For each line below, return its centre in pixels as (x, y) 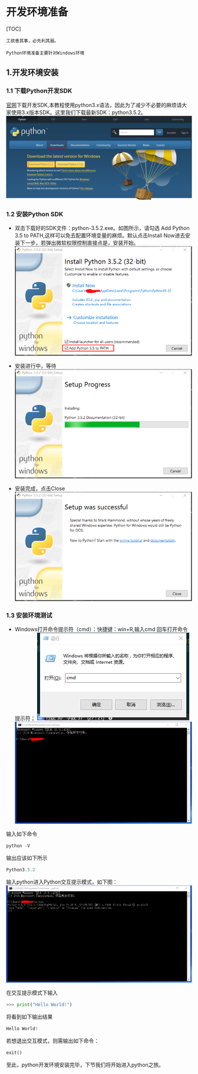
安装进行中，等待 (35, 366)
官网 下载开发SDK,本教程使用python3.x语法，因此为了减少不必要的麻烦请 (94, 105)
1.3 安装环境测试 (29, 615)
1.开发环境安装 (32, 72)
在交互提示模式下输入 (32, 993)
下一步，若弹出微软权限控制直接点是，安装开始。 (79, 243)
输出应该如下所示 (27, 858)
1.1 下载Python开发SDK (39, 91)
